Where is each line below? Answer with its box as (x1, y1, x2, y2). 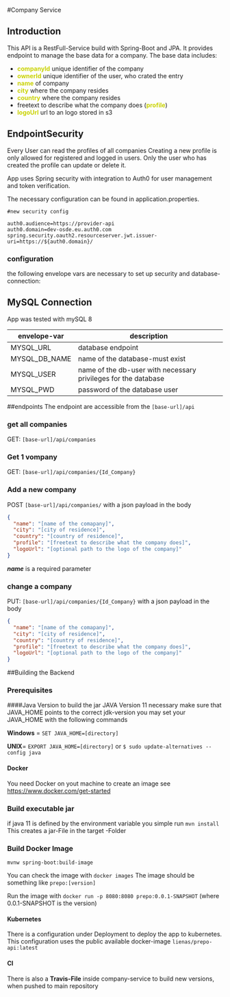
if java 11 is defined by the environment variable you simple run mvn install (7, 819, 220, 828)
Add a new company (7, 485, 77, 495)
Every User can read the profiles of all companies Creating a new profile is (7, 146, 217, 154)
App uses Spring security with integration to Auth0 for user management (7, 174, 212, 183)
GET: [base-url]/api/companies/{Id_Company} (7, 468, 136, 476)
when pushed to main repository (7, 981, 99, 990)
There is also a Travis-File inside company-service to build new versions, (7, 974, 214, 983)
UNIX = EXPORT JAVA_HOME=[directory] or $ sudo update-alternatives (7, 742, 203, 751)
